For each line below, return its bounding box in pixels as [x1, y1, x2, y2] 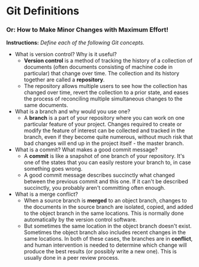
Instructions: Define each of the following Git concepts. [6, 39, 145, 46]
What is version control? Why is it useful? [14, 51, 117, 58]
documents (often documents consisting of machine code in [23, 63, 173, 71]
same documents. [23, 102, 69, 109]
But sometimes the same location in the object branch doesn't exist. [23, 223, 192, 230]
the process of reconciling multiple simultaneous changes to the [23, 95, 183, 102]
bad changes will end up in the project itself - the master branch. [23, 139, 184, 147]
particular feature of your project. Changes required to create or [23, 121, 182, 128]
